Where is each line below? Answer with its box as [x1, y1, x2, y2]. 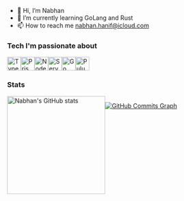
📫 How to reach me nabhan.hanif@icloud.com [16, 21, 149, 29]
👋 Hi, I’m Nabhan [16, 7, 65, 14]
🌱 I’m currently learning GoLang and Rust [16, 14, 133, 22]
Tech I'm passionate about [7, 41, 97, 51]
